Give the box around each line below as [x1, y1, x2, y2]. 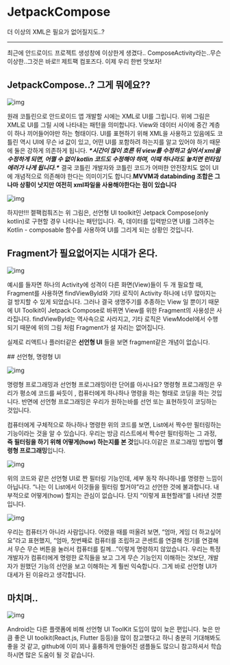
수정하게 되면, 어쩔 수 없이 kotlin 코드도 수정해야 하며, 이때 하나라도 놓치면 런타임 [7, 155, 221, 163]
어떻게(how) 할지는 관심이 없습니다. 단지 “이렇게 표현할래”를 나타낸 [30, 491, 210, 499]
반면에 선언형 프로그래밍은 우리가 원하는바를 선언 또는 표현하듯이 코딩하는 [21, 397, 218, 405]
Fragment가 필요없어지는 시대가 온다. [7, 247, 158, 259]
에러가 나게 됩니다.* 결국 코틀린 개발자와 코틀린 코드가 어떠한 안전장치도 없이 [7, 163, 211, 171]
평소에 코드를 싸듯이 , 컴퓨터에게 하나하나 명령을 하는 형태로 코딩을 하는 [19, 389, 210, 397]
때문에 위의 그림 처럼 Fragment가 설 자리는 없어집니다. [19, 323, 166, 331]
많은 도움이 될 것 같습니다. [25, 651, 95, 659]
